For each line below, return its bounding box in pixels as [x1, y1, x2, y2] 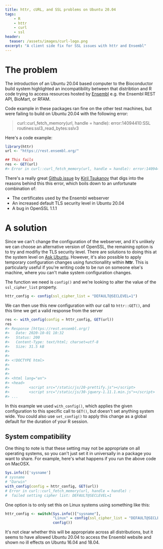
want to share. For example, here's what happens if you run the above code [5, 456, 156, 462]
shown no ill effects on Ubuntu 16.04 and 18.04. [5, 539, 100, 546]
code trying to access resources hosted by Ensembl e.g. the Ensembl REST [5, 91, 156, 96]
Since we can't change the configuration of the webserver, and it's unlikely [5, 238, 155, 244]
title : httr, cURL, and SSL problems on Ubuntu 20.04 [5, 7, 116, 12]
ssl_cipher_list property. [5, 284, 57, 290]
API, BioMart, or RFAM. [5, 96, 51, 102]
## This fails [5, 157, 34, 162]
